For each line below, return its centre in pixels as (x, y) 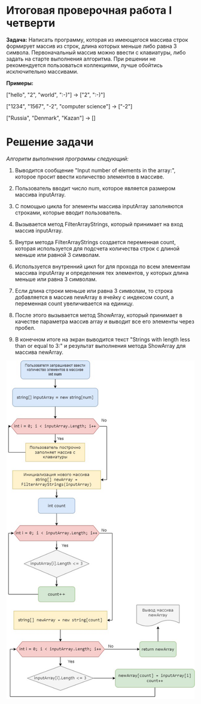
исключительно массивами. (42, 71)
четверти (31, 23)
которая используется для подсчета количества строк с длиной (97, 248)
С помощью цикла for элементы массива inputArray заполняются (99, 206)
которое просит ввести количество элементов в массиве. (89, 177)
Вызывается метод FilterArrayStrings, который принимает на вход (99, 224)
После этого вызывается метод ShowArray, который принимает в (98, 315)
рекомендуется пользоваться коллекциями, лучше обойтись (85, 65)
